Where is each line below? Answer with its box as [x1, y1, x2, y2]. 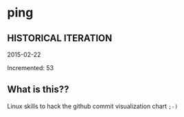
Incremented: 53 [7, 64, 54, 72]
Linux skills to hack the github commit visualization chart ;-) [7, 102, 179, 110]
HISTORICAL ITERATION [7, 32, 113, 44]
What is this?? [7, 84, 69, 96]
